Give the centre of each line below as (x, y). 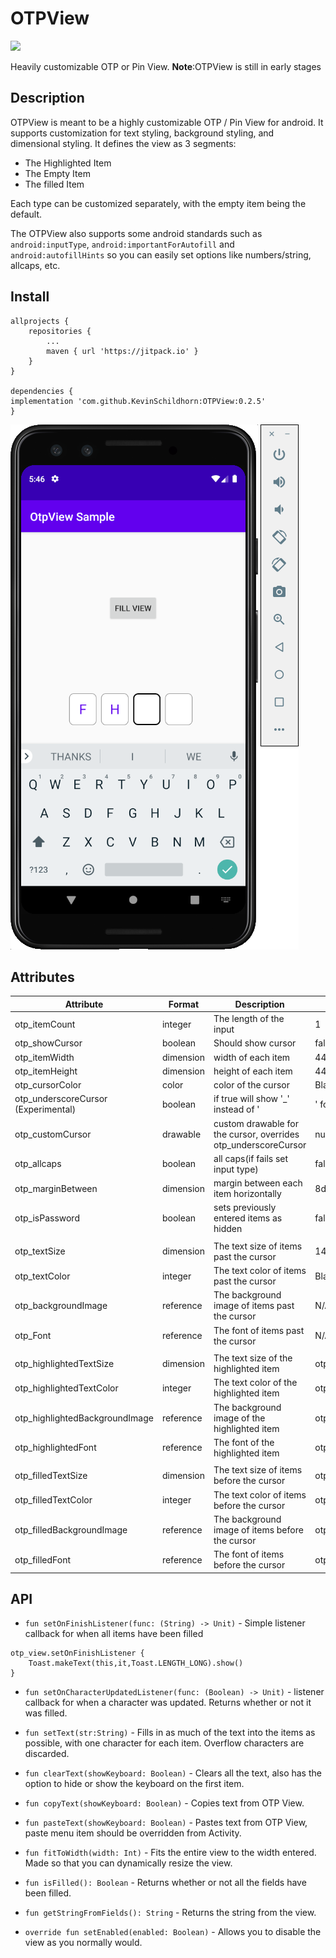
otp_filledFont (42, 1559)
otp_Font (33, 1336)
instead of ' (236, 1109)
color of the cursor (251, 1085)
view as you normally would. (83, 1943)
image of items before (258, 1529)
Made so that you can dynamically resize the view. (128, 1863)
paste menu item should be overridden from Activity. (133, 1833)
